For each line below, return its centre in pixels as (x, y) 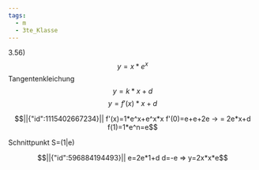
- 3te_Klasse (37, 30)
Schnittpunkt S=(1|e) (41, 142)
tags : (17, 15)
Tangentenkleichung (41, 79)
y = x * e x (133, 66)
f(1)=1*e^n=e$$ (133, 127)
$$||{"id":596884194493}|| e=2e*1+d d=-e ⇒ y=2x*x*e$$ (133, 158)
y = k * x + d (133, 91)
